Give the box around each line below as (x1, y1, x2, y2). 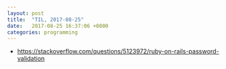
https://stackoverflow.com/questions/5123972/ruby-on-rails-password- (16, 47, 219, 55)
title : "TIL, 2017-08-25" (7, 16, 84, 23)
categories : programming (7, 28, 78, 36)
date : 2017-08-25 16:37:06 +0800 (7, 22, 109, 29)
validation (16, 55, 45, 63)
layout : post (7, 9, 45, 17)
